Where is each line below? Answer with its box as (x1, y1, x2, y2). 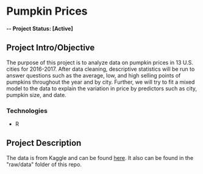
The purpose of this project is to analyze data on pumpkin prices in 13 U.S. (6, 59, 193, 66)
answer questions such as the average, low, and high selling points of (6, 71, 181, 79)
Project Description (6, 138, 82, 148)
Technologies (6, 106, 48, 115)
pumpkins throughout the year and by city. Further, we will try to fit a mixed (6, 78, 195, 85)
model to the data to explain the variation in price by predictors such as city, (6, 84, 197, 92)
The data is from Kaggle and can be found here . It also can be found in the (6, 154, 194, 161)
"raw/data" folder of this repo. (6, 161, 82, 168)
